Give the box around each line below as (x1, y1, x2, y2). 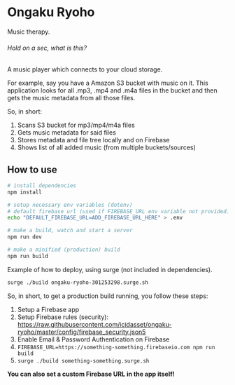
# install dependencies (7, 182, 77, 189)
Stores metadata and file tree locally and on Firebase (17, 136, 170, 144)
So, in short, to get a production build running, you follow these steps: (7, 292, 208, 300)
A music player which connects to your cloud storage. (7, 65, 163, 74)
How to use (7, 163, 57, 175)
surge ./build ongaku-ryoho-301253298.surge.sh (7, 278, 149, 286)
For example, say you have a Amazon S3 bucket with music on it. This (7, 79, 208, 88)
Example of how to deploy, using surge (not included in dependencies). (7, 265, 213, 273)
